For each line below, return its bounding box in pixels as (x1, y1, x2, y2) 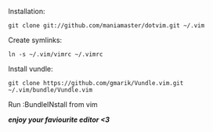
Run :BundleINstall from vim (8, 100, 98, 109)
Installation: (8, 7, 45, 16)
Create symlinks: (8, 35, 63, 45)
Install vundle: (8, 64, 53, 73)
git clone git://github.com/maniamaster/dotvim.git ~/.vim (8, 22, 205, 30)
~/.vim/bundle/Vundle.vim (8, 86, 92, 94)
